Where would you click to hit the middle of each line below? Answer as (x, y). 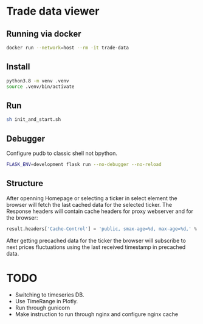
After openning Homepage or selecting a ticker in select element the (92, 198)
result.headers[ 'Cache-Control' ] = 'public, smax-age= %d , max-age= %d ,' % (102, 229)
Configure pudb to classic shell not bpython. (62, 153)
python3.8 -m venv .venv (38, 81)
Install (18, 67)
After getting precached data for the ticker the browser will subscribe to (96, 240)
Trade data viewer (53, 11)
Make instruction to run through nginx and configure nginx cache (96, 314)
